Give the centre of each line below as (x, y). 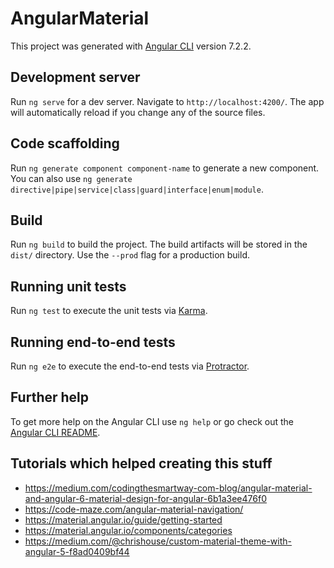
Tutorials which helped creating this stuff (141, 463)
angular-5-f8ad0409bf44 (77, 551)
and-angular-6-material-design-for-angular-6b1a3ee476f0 (145, 498)
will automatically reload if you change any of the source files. (138, 112)
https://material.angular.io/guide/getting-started (123, 519)
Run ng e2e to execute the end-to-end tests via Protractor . (130, 366)
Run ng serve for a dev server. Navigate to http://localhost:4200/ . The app (167, 101)
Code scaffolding (65, 143)
